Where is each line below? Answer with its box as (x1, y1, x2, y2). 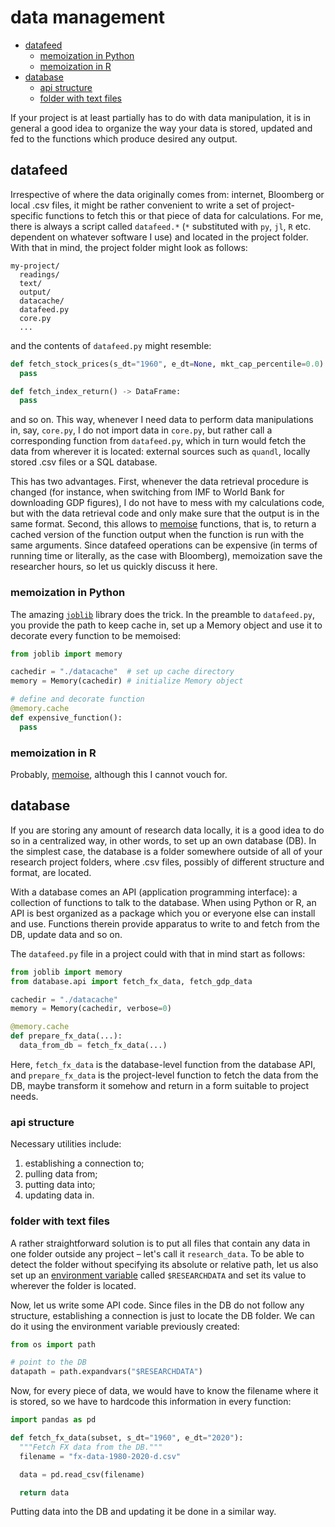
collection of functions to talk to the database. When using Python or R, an (10, 896, 317, 908)
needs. (10, 1090, 39, 1102)
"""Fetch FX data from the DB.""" (19, 1442, 163, 1452)
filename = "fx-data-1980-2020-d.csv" (19, 1451, 182, 1461)
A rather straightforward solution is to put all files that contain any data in (10, 1237, 311, 1249)
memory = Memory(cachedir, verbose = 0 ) (10, 1004, 172, 1014)
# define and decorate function (10, 694, 145, 705)
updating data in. (24, 1189, 95, 1201)
